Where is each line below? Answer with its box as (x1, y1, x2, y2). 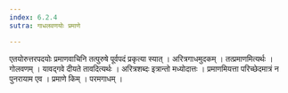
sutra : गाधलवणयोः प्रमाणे (9, 21, 81, 30)
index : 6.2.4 (9, 12, 58, 22)
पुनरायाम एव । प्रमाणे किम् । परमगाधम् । (9, 73, 123, 84)
